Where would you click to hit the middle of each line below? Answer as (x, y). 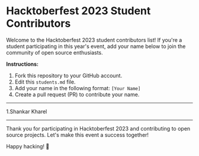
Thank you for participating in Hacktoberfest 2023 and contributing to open (98, 128)
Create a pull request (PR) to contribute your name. (77, 94)
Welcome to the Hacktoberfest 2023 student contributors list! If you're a (94, 40)
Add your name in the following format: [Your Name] (78, 88)
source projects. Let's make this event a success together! (78, 135)
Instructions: (23, 64)
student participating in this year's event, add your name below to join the (96, 46)
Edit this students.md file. (45, 82)
